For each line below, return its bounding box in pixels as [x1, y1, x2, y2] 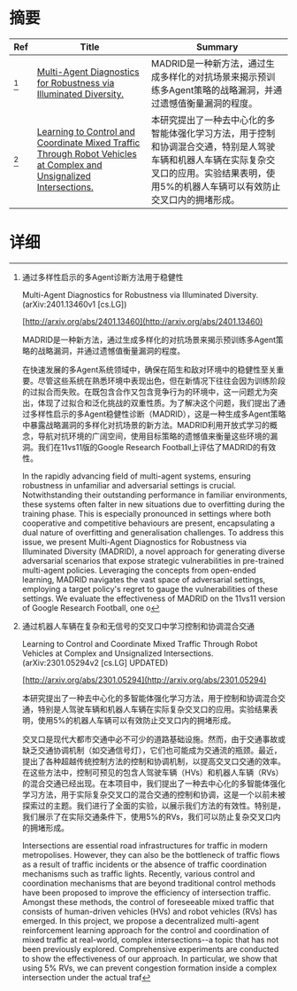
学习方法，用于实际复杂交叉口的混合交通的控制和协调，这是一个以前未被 [21, 789, 286, 800]
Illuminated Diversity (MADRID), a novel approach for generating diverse [21, 546, 286, 557]
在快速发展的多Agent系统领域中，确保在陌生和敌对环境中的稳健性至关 [21, 364, 277, 375]
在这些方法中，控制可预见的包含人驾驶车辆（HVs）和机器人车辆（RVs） [21, 767, 284, 777]
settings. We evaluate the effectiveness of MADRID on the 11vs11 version [21, 593, 286, 604]
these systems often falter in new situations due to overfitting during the [21, 498, 286, 510]
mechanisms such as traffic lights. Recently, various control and [21, 868, 255, 878]
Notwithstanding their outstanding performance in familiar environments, [21, 489, 287, 500]
